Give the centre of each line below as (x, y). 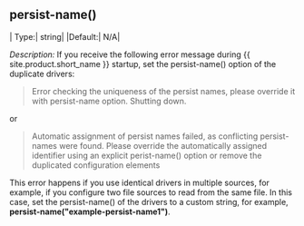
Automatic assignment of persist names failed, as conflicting (145, 136)
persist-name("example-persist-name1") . (90, 211)
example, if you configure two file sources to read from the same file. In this (151, 192)
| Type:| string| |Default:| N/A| (65, 36)
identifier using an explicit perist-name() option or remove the (147, 155)
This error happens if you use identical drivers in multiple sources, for (140, 182)
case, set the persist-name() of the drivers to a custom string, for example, (149, 201)
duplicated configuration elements (96, 165)
